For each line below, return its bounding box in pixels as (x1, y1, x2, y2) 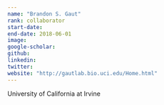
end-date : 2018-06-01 (7, 30, 72, 38)
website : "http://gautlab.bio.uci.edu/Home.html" (7, 70, 158, 77)
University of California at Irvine (7, 89, 101, 98)
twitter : (7, 63, 34, 70)
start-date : (7, 23, 43, 31)
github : (7, 50, 31, 57)
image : (7, 37, 27, 44)
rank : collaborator (7, 17, 66, 24)
